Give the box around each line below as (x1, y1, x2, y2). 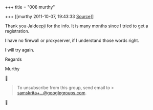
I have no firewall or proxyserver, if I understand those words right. (5, 37, 139, 43)
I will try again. (5, 47, 35, 53)
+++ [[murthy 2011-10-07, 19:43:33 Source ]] (5, 14, 94, 19)
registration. (5, 28, 29, 34)
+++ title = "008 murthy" (5, 4, 55, 10)
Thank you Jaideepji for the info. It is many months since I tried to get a (5, 23, 148, 29)
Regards (5, 56, 22, 62)
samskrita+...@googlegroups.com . (17, 90, 87, 95)
